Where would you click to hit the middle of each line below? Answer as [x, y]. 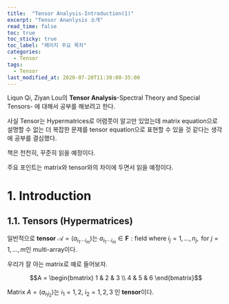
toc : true [21, 33]
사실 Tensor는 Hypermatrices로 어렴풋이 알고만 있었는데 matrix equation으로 [113, 121]
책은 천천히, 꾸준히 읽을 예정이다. [51, 153]
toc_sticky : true [32, 39]
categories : [24, 52]
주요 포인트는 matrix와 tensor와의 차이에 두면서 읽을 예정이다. [90, 167]
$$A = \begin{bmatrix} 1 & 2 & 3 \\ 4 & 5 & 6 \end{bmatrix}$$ [116, 278]
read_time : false [32, 26]
